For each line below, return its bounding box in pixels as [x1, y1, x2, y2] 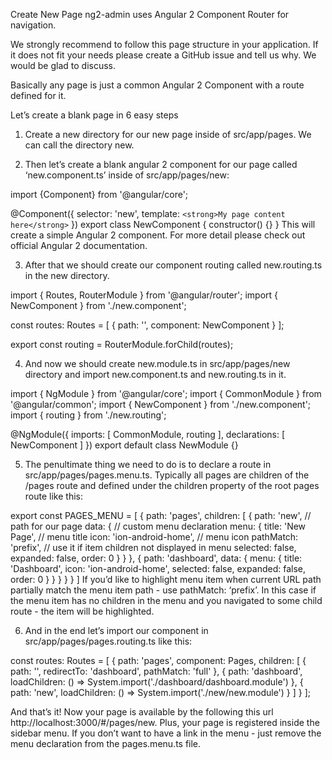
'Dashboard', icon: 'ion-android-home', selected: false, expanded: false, [10, 563, 306, 574]
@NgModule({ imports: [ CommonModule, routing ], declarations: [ [10, 429, 286, 440]
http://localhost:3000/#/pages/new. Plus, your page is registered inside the [10, 717, 320, 728]
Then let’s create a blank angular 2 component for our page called [24, 159, 298, 170]
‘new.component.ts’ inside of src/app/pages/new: [24, 169, 230, 181]
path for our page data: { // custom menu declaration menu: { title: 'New [10, 520, 307, 532]
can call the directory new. [24, 139, 135, 151]
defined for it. [10, 90, 67, 101]
